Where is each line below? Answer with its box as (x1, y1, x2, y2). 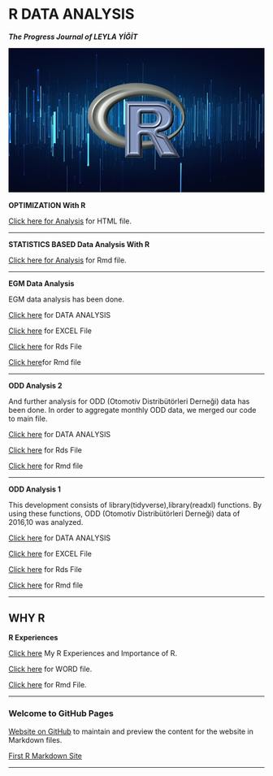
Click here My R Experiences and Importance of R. (8, 648, 177, 658)
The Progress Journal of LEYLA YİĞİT (8, 32, 138, 41)
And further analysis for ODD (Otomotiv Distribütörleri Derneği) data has (8, 396, 250, 406)
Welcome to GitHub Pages (8, 708, 114, 719)
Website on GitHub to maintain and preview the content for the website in (8, 726, 254, 736)
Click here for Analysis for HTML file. (8, 216, 132, 226)
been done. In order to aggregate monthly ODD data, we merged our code (8, 405, 257, 414)
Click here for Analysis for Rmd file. (8, 255, 128, 265)
